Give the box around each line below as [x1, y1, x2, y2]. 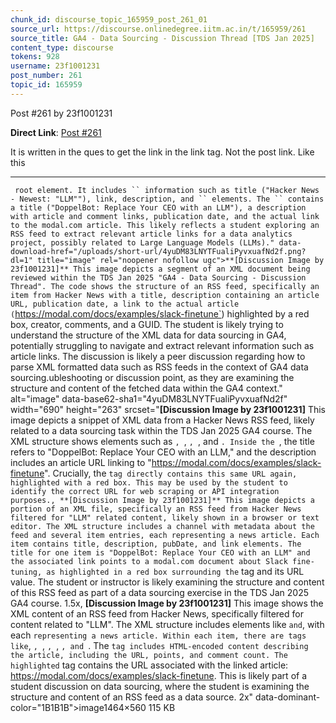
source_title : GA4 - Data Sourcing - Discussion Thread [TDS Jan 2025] [10, 33, 315, 43]
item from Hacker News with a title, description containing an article [10, 290, 320, 300]
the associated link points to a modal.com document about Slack [10, 556, 288, 566]
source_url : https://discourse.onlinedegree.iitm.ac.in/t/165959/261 [10, 24, 307, 34]
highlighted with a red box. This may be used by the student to [10, 477, 288, 488]
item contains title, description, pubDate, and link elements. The [10, 539, 302, 549]
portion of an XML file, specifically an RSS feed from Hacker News [10, 504, 302, 514]
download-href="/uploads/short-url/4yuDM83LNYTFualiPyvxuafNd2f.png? [10, 246, 307, 256]
